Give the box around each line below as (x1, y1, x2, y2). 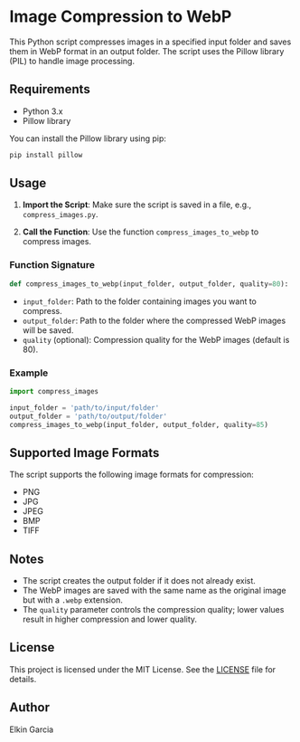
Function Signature (9, 259, 95, 271)
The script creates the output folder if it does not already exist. (22, 576, 256, 586)
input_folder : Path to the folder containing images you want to (22, 296, 258, 307)
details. (9, 673, 37, 684)
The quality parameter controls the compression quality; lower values (22, 604, 285, 615)
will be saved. (22, 324, 74, 336)
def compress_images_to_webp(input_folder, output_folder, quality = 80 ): (9, 279, 289, 289)
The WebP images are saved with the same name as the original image (22, 585, 286, 596)
